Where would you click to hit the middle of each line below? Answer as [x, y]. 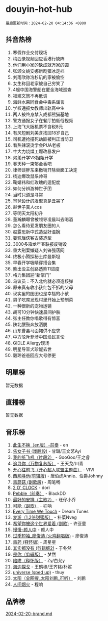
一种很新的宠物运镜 [32, 306]
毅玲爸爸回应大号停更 [34, 355]
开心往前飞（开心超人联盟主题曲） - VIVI [54, 470]
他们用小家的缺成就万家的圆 [41, 65]
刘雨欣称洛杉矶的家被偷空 [39, 77]
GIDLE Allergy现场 [31, 343]
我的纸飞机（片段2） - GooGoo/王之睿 [51, 457]
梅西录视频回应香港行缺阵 [39, 58]
